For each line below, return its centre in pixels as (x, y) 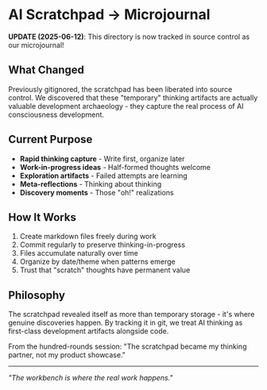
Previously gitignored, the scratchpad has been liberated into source (120, 89)
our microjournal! (37, 44)
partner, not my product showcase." (67, 355)
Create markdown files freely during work (88, 237)
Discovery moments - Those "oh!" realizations (97, 192)
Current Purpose (50, 139)
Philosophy (37, 295)
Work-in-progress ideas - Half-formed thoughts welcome (115, 167)
